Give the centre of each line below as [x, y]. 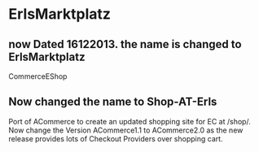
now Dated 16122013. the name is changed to [125, 44]
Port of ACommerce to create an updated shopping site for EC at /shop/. [129, 121]
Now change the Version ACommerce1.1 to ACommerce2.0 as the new [126, 130]
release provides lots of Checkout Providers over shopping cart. [116, 138]
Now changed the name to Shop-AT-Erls [113, 102]
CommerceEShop [38, 76]
